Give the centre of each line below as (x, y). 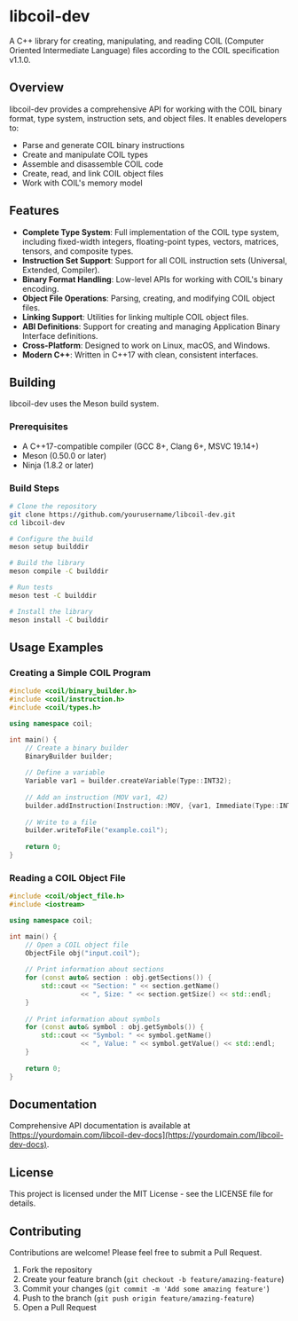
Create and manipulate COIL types (85, 154)
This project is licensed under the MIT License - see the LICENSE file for (141, 1194)
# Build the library (47, 563)
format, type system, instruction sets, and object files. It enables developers (148, 118)
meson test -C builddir (53, 595)
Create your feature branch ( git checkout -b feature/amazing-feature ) (153, 1279)
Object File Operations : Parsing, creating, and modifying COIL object (149, 298)
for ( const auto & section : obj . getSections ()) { (119, 978)
